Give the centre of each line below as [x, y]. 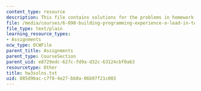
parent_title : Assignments [40, 51]
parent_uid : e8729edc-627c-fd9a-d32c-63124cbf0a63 [71, 62]
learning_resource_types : [38, 34]
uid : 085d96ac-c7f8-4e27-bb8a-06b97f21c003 [61, 78]
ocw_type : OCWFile [29, 45]
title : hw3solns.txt [32, 73]
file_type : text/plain [34, 28]
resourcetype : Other [32, 67]
